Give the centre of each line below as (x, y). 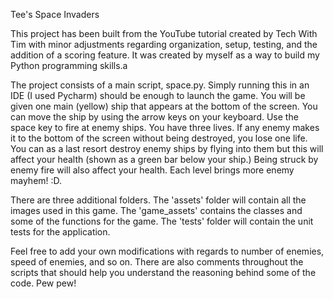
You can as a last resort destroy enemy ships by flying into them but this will (167, 148)
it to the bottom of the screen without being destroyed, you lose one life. (159, 138)
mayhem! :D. (36, 180)
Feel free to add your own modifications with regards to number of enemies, (167, 251)
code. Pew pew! (43, 283)
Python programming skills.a (69, 65)
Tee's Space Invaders (55, 14)
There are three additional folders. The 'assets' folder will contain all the (158, 200)
